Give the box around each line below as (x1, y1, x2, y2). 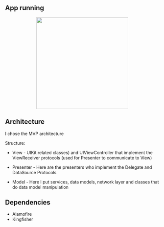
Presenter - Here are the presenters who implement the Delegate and (12, 164, 152, 170)
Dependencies (5, 198, 50, 207)
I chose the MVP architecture (5, 131, 64, 136)
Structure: (5, 140, 25, 146)
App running (5, 4, 44, 12)
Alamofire (12, 211, 32, 217)
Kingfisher (12, 216, 33, 222)
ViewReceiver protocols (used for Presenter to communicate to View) (12, 155, 152, 160)
